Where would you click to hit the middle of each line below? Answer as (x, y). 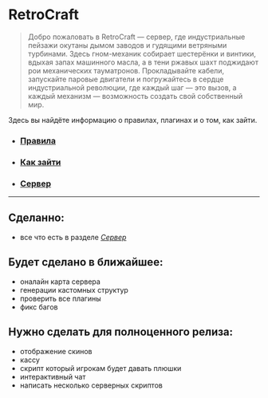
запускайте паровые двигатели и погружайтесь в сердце (126, 79)
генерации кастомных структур (74, 290)
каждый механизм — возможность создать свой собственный (135, 96)
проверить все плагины (60, 298)
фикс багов (39, 307)
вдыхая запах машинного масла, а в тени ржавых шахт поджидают (143, 62)
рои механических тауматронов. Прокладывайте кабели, (126, 70)
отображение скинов (56, 351)
